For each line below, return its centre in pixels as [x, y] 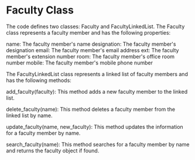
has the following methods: [39, 80]
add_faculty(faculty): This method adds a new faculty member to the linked [97, 91]
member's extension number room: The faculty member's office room [90, 56]
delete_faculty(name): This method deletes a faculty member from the [91, 109]
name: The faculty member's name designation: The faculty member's [91, 44]
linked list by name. [29, 115]
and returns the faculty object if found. [53, 151]
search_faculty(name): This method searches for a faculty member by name [98, 144]
